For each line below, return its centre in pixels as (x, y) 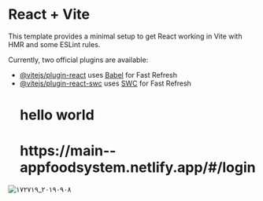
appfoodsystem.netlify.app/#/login (137, 168)
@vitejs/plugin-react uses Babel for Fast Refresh (98, 75)
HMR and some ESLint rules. (54, 44)
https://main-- (68, 151)
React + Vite (49, 15)
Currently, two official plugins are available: (78, 60)
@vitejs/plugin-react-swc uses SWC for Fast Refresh (105, 83)
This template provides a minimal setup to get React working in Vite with (125, 36)
